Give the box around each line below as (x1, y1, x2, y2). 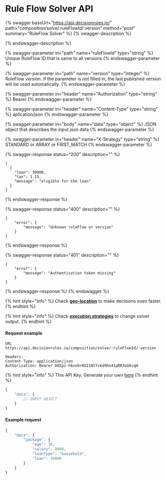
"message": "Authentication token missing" (23, 270, 116, 276)
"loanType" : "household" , (32, 451, 87, 456)
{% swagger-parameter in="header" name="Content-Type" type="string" (5, 106, 158, 112)
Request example (5, 330, 43, 336)
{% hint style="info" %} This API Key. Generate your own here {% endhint (5, 372, 158, 378)
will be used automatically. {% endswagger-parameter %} (5, 81, 126, 87)
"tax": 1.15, (14, 174, 42, 179)
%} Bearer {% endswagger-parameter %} (5, 96, 92, 102)
